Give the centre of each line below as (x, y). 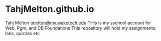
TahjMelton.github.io (50, 9)
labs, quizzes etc (22, 33)
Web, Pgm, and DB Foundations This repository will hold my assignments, (81, 28)
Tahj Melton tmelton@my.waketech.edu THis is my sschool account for (78, 23)
